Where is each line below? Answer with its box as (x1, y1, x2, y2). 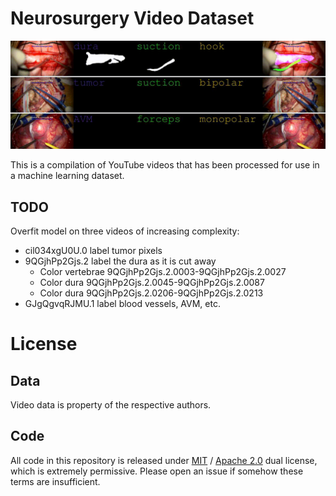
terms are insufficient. (10, 475, 101, 487)
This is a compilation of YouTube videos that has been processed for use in (10, 159, 320, 171)
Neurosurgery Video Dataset (10, 7, 255, 30)
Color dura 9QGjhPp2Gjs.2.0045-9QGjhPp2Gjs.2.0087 (39, 277, 265, 288)
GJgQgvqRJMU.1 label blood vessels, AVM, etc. (24, 298, 221, 309)
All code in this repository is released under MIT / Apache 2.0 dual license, (10, 454, 318, 466)
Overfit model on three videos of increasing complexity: (10, 225, 240, 237)
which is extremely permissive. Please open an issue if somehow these (10, 465, 304, 477)
